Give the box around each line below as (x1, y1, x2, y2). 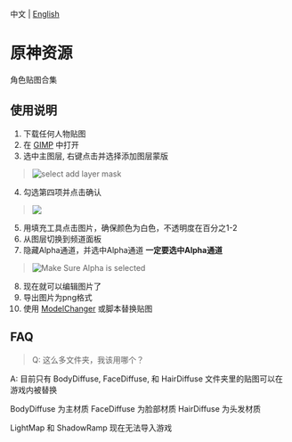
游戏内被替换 (10, 384, 57, 395)
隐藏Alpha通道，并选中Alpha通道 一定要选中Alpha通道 (22, 244, 223, 255)
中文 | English (10, 9, 61, 19)
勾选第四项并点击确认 (22, 186, 101, 197)
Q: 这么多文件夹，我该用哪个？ (31, 354, 145, 364)
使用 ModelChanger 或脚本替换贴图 (22, 303, 153, 314)
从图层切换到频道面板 (22, 233, 101, 244)
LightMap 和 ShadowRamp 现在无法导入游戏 (10, 422, 173, 433)
